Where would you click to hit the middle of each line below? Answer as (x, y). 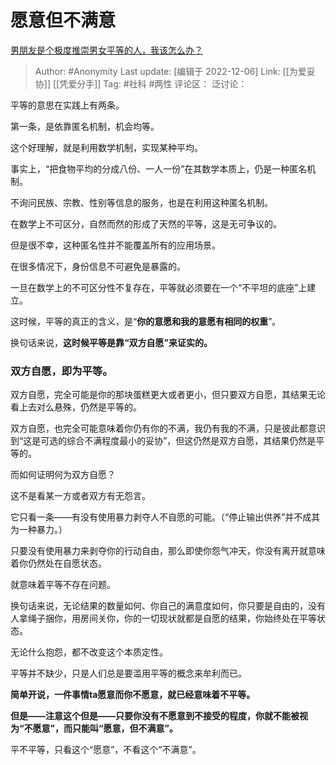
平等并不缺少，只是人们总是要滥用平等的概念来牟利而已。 (128, 673)
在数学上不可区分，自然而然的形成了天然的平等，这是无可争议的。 (146, 223)
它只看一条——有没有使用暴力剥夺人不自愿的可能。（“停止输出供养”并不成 (161, 517)
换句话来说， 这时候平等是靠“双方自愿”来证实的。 (111, 342)
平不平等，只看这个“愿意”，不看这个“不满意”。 (106, 750)
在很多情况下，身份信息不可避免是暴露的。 (98, 266)
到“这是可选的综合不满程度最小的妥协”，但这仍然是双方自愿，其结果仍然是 (163, 441)
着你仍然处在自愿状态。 (58, 563)
